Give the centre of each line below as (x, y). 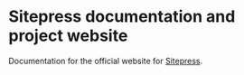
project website (68, 36)
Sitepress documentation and (122, 17)
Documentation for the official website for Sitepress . (106, 61)
